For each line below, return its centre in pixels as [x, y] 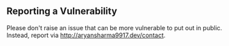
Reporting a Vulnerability [62, 11]
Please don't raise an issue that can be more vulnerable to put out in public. [114, 27]
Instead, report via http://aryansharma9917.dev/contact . [86, 35]
